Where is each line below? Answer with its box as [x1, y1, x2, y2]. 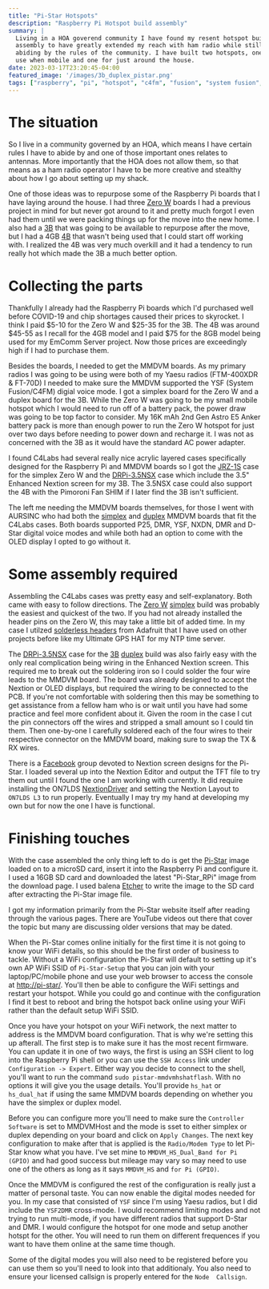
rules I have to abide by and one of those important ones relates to [8, 148, 228, 158]
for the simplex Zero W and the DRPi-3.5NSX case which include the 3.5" [8, 470, 250, 480]
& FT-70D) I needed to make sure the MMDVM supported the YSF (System [8, 378, 254, 388]
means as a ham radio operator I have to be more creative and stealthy [8, 165, 242, 175]
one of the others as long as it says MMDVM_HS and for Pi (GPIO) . [8, 1164, 220, 1174]
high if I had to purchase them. [8, 346, 110, 355]
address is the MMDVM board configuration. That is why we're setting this [8, 1030, 254, 1039]
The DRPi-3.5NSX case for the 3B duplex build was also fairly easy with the [8, 649, 258, 659]
